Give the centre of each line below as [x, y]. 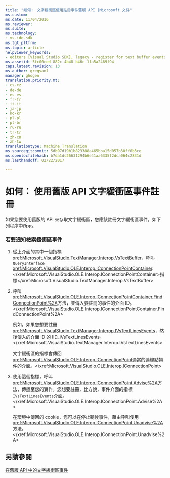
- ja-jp [13, 109]
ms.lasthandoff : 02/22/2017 [35, 160]
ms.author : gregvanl [27, 71]
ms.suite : [16, 29]
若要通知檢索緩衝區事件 [34, 240]
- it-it [13, 104]
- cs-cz [13, 85]
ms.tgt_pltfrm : [21, 43]
